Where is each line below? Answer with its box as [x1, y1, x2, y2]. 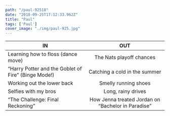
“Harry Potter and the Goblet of [8, 65, 82, 72]
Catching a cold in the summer [88, 69, 161, 76]
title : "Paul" [5, 17, 35, 22]
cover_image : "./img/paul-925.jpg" [5, 26, 80, 31]
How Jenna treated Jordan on [89, 96, 160, 103]
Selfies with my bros [8, 88, 56, 95]
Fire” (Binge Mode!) [8, 72, 55, 79]
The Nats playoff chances [94, 54, 156, 61]
